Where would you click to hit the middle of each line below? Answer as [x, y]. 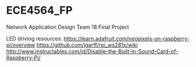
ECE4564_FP [39, 10]
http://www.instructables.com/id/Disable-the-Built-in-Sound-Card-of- [92, 51]
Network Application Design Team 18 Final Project [68, 27]
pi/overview [21, 45]
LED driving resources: [34, 38]
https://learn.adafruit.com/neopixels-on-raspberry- [127, 38]
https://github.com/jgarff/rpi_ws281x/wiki [87, 45]
